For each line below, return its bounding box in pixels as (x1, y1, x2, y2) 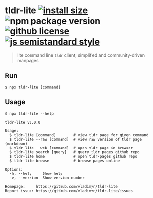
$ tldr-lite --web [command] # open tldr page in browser (9, 145, 133, 150)
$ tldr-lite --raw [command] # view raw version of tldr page (9, 137, 142, 142)
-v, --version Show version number (9, 175, 85, 180)
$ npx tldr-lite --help (5, 111, 54, 116)
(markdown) (5, 141, 28, 146)
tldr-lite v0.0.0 (5, 120, 41, 124)
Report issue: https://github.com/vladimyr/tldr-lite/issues (5, 188, 133, 193)
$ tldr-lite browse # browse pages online (9, 158, 120, 163)
